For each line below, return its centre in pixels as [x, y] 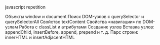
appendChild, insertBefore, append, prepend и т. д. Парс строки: [72, 32]
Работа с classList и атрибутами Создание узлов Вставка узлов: [87, 27]
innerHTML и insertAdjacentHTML [40, 37]
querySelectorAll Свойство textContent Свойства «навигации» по [73, 22]
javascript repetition [25, 7]
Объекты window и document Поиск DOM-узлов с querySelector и [75, 16]
